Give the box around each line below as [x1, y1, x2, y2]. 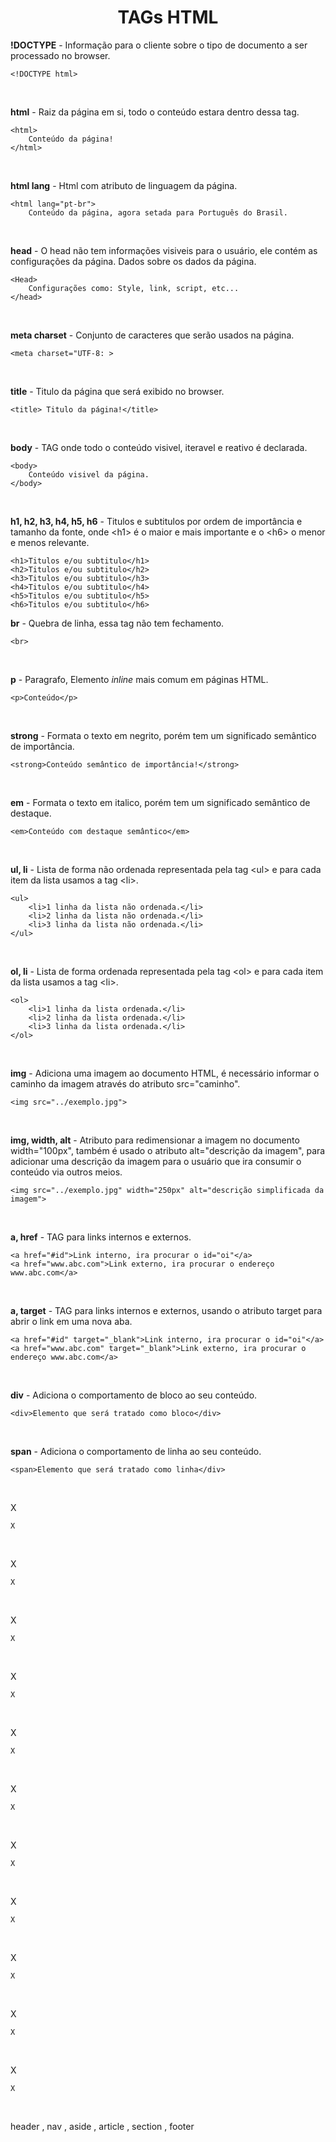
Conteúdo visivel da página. [28, 469, 150, 480]
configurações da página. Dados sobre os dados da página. [10, 255, 257, 267]
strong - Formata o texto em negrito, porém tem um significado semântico [10, 729, 317, 741]
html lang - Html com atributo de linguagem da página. [10, 179, 238, 191]
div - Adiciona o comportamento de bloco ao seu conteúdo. [10, 1389, 258, 1401]
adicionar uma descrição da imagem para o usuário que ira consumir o [10, 1155, 302, 1167]
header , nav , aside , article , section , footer [10, 2120, 195, 2132]
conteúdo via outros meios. [10, 1166, 123, 1178]
